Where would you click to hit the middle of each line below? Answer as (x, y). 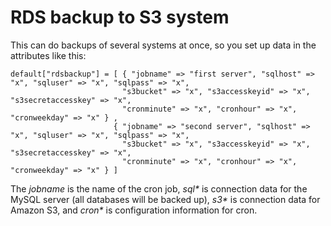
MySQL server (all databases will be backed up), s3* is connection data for (165, 199)
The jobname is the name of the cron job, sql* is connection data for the (159, 188)
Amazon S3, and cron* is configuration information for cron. (134, 210)
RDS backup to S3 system (120, 17)
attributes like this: (48, 55)
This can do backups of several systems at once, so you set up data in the (163, 45)
